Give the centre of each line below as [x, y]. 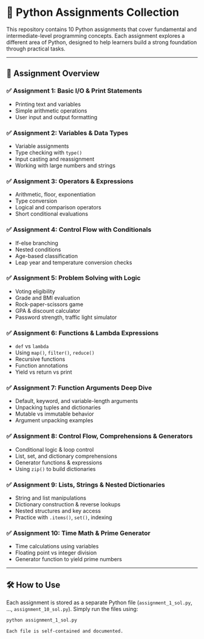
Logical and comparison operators [58, 208]
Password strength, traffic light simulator [66, 317]
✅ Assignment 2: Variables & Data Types [67, 133]
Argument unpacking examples [54, 421]
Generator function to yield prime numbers [69, 559]
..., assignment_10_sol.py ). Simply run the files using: [72, 609]
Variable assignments [42, 146]
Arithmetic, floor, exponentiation [55, 195]
